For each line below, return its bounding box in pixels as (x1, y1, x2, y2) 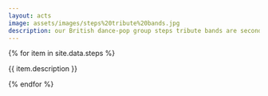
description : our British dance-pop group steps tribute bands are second (8, 26, 262, 34)
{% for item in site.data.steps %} (8, 49, 116, 58)
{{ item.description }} (8, 64, 78, 74)
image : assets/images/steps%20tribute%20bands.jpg (8, 19, 180, 27)
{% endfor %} (8, 79, 54, 89)
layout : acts (8, 11, 52, 20)
